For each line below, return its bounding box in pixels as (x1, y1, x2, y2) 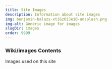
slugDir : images (5, 26, 39, 31)
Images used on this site (5, 58, 56, 64)
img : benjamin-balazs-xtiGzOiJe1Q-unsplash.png (5, 16, 107, 21)
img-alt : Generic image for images (5, 21, 80, 26)
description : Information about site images (5, 12, 100, 17)
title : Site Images (5, 7, 46, 12)
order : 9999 (5, 30, 30, 35)
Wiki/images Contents (5, 47, 62, 54)
